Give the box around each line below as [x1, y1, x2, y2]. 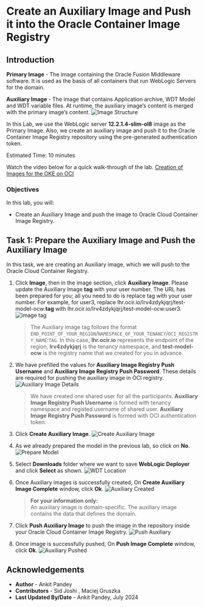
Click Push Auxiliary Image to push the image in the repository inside [15, 522, 190, 529]
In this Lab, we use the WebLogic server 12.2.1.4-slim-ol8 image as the [6, 120, 186, 128]
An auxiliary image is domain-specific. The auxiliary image [30, 504, 177, 511]
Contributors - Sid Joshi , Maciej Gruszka [15, 587, 121, 594]
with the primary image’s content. [6, 109, 90, 115]
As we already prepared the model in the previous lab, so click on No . [15, 442, 190, 449]
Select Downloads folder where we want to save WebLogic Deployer [15, 460, 190, 468]
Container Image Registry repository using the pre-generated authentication [6, 133, 197, 140]
